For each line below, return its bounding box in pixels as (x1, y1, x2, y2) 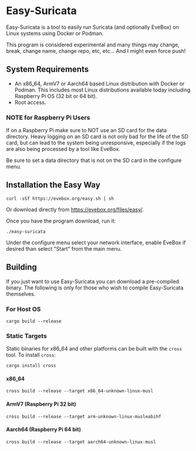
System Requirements (6, 65, 89, 75)
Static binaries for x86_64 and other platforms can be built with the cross (6, 345, 183, 352)
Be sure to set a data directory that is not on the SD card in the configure (6, 157, 182, 164)
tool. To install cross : (6, 351, 56, 359)
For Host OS (6, 305, 41, 313)
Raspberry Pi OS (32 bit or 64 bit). (14, 92, 97, 99)
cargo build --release (6, 318, 62, 324)
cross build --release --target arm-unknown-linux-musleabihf (6, 413, 161, 419)
